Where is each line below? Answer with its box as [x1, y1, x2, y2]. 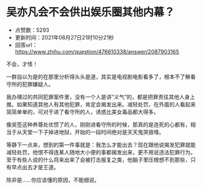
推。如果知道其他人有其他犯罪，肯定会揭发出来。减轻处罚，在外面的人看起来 [6, 100, 196, 108]
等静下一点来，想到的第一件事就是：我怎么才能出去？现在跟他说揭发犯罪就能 [6, 141, 196, 148]
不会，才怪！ [6, 60, 38, 68]
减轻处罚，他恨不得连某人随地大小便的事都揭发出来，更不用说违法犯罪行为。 [6, 148, 196, 156]
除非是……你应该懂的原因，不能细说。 [6, 176, 100, 183]
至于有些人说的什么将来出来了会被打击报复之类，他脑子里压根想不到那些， [6, 156, 191, 163]
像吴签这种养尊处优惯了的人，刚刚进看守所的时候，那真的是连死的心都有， [6, 121, 191, 128]
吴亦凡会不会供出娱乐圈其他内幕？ [6, 5, 176, 19]
